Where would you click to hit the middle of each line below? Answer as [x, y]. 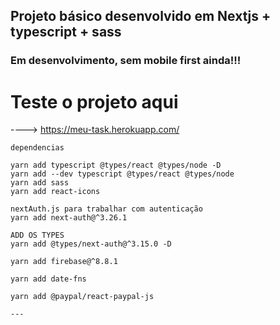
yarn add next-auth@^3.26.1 [69, 218]
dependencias [37, 148]
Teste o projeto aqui [94, 101]
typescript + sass [66, 32]
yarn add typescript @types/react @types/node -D [116, 165]
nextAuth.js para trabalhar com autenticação [106, 209]
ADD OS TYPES [37, 235]
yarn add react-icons [55, 192]
